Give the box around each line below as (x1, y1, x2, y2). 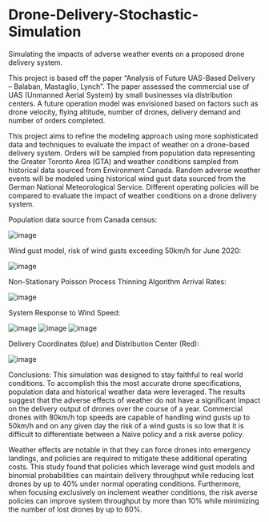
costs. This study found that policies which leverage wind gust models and (8, 462, 255, 472)
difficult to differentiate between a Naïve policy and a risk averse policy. (8, 429, 244, 439)
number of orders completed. (8, 115, 106, 125)
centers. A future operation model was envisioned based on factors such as (8, 98, 259, 108)
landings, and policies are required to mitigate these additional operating (8, 453, 247, 463)
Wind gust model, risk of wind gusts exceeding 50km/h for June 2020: (8, 246, 242, 255)
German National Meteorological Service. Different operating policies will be (8, 182, 259, 191)
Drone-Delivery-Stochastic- (8, 6, 199, 24)
